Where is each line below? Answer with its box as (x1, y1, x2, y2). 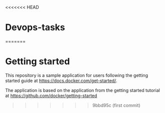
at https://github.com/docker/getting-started (5, 92, 97, 98)
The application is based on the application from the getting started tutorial (5, 87, 160, 93)
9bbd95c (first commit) (92, 102, 140, 108)
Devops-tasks (5, 22, 65, 33)
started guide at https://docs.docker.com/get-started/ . (5, 77, 117, 83)
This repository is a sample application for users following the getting (5, 72, 148, 78)
